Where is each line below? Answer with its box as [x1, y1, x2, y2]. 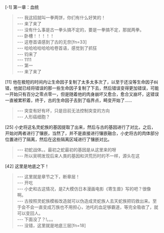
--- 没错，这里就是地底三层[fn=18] [17, 223, 86, 228]
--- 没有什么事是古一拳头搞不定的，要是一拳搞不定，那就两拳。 [17, 27, 144, 33]
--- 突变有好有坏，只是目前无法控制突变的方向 [17, 108, 110, 113]
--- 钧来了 [17, 51, 38, 57]
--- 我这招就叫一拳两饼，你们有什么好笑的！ [17, 15, 106, 21]
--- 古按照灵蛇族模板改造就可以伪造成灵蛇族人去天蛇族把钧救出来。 [17, 198, 153, 204]
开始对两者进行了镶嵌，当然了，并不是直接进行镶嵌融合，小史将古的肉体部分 [5, 130, 159, 136]
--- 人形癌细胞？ [17, 114, 50, 120]
